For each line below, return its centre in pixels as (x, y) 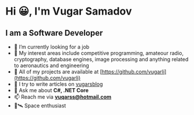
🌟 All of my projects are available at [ (58, 72)
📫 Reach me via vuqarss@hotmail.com (63, 97)
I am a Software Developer (54, 33)
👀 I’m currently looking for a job (52, 47)
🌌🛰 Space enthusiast (40, 106)
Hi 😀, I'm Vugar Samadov (69, 11)
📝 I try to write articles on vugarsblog (58, 84)
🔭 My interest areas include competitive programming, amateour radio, (99, 53)
